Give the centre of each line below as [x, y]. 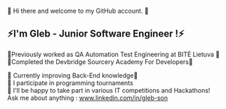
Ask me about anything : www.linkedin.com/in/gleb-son [88, 98]
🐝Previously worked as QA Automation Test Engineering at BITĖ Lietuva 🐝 [113, 54]
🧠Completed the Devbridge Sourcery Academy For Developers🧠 [100, 62]
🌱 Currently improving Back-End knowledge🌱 [73, 75]
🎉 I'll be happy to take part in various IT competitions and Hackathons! [109, 90]
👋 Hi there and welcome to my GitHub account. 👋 [78, 11]
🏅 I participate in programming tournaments [70, 83]
